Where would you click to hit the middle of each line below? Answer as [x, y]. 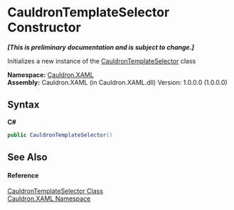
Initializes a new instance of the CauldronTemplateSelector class [102, 61]
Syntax [23, 105]
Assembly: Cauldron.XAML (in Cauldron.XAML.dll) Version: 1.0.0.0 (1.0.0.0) [117, 82]
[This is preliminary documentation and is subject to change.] [101, 47]
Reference [23, 175]
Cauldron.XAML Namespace [49, 199]
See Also [27, 157]
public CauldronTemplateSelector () [60, 135]
